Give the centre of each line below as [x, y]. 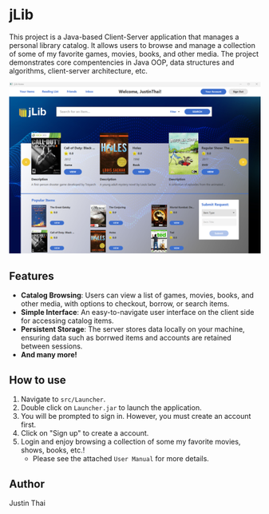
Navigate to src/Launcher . [63, 399]
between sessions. [51, 346]
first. [28, 424]
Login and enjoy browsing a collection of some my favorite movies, [131, 442]
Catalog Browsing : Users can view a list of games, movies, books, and [137, 295]
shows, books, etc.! [53, 450]
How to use [38, 380]
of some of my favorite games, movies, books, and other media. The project [134, 54]
